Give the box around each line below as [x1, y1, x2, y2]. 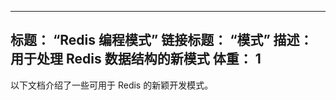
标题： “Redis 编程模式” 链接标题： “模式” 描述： [10, 32, 313, 49]
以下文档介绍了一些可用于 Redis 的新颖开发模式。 [10, 79, 214, 91]
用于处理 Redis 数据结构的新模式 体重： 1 [10, 51, 262, 68]
